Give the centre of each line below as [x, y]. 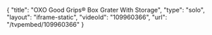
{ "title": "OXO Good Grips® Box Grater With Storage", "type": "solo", [106, 10]
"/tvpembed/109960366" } [45, 24]
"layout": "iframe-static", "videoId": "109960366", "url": [87, 17]
